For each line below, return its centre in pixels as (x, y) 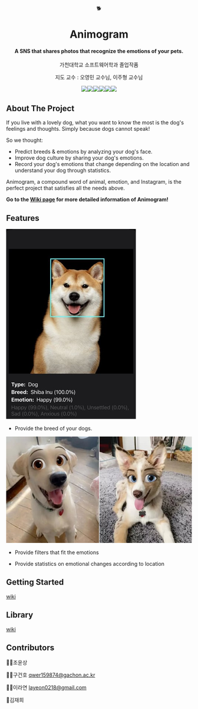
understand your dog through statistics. (63, 170)
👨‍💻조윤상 (17, 662)
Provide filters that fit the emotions (57, 552)
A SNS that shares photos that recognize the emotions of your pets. (99, 51)
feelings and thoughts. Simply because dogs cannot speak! (78, 129)
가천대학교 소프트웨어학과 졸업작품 (99, 65)
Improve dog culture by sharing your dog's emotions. (79, 158)
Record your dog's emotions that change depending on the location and (102, 164)
